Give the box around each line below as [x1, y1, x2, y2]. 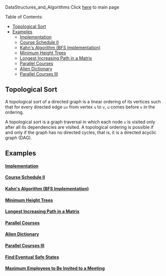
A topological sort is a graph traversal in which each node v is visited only [5, 119, 156, 125]
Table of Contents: [5, 14, 43, 19]
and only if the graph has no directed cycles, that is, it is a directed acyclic [5, 129, 157, 135]
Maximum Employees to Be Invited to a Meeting [5, 266, 105, 272]
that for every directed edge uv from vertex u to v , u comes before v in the [5, 104, 155, 110]
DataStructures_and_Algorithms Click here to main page [5, 4, 119, 10]
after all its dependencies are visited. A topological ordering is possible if [5, 124, 154, 130]
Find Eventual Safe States [5, 254, 59, 260]
